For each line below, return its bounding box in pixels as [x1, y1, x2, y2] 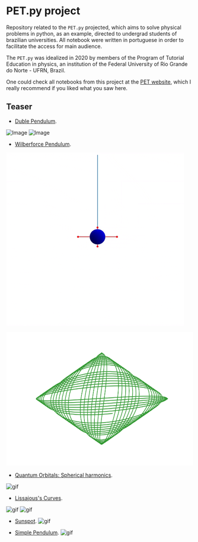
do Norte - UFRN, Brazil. [6, 66, 66, 74]
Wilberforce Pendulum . [14, 141, 72, 148]
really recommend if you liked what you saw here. [6, 84, 128, 91]
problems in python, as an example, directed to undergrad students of [6, 30, 177, 37]
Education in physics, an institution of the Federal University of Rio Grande [6, 60, 188, 68]
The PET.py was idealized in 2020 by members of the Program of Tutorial [6, 54, 184, 61]
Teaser [6, 102, 33, 112]
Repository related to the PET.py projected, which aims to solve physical [6, 24, 182, 31]
